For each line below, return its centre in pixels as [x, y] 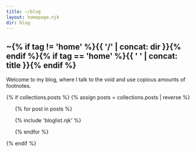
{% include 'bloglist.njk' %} [48, 121]
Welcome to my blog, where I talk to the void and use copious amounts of [96, 80]
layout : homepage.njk [33, 17]
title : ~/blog [24, 12]
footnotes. [19, 86]
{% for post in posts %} [44, 109]
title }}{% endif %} [41, 65]
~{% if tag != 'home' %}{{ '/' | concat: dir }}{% [94, 47]
